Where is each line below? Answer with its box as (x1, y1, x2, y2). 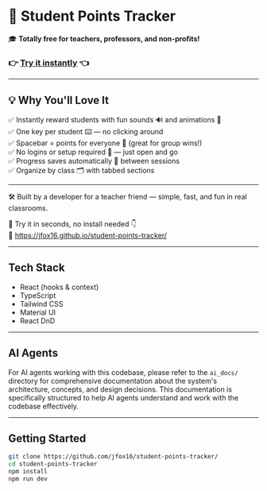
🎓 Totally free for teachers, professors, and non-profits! (8, 33, 200, 43)
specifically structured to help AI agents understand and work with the (8, 392, 239, 402)
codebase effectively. (8, 401, 79, 411)
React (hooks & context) (19, 282, 99, 292)
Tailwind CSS (19, 299, 64, 308)
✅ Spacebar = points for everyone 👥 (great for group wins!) (8, 138, 203, 148)
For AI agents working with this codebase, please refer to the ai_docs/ (8, 367, 238, 377)
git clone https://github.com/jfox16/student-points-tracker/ (8, 453, 219, 461)
